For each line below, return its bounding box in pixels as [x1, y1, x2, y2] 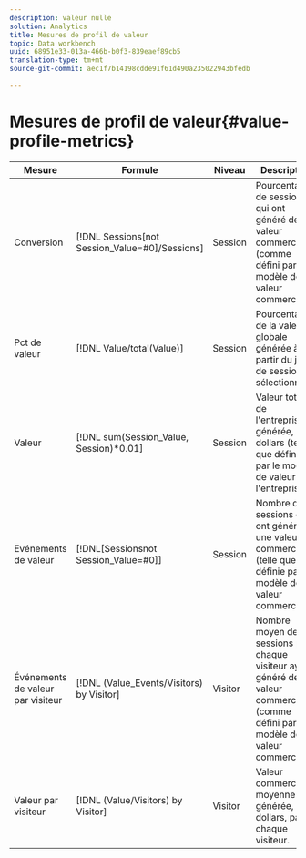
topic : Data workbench [9, 38, 96, 48]
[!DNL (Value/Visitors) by [76, 793, 183, 806]
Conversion [14, 236, 64, 249]
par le [255, 459, 280, 472]
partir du [255, 352, 293, 365]
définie [255, 565, 286, 577]
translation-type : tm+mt [9, 56, 104, 65]
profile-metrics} [9, 131, 135, 151]
